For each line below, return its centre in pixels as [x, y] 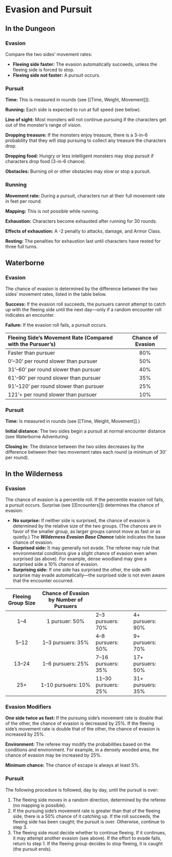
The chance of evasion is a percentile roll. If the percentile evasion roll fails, [85, 499]
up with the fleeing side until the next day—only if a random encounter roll [83, 310]
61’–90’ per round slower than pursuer [54, 378]
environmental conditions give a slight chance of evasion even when [85, 554]
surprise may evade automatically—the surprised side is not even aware [89, 575]
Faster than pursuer [31, 353]
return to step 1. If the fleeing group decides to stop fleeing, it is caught [88, 843]
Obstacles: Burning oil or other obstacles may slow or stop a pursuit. [78, 171]
